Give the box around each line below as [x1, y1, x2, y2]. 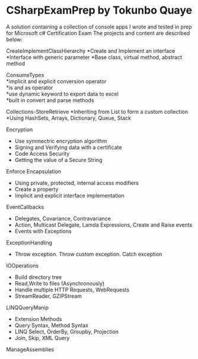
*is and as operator [6, 84, 53, 91]
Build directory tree [14, 274, 62, 281]
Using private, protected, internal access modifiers [14, 179, 139, 186]
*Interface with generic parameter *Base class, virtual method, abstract [6, 53, 183, 61]
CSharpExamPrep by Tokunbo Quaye [6, 4, 193, 17]
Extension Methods [14, 315, 62, 322]
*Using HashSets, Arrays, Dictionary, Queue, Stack [6, 114, 132, 122]
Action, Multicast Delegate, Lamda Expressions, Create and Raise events [14, 221, 193, 228]
